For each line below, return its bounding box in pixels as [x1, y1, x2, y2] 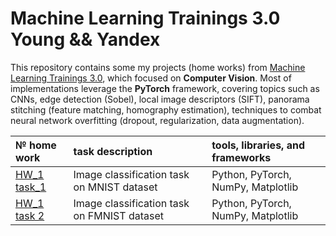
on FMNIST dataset [73, 208, 164, 222]
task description [73, 144, 153, 158]
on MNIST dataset [73, 180, 158, 194]
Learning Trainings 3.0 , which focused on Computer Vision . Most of [10, 72, 292, 84]
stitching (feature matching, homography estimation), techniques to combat [10, 103, 322, 116]
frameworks [211, 150, 272, 164]
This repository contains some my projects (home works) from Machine [10, 61, 306, 73]
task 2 [15, 208, 45, 222]
